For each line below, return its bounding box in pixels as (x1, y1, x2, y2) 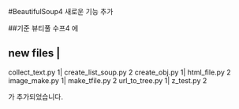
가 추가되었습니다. (8, 92, 64, 101)
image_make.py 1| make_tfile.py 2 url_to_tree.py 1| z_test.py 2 (8, 75, 207, 85)
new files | (8, 46, 61, 60)
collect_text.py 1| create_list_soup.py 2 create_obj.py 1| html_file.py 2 (8, 67, 231, 77)
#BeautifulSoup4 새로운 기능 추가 (8, 7, 114, 16)
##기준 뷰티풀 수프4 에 (8, 24, 79, 33)
